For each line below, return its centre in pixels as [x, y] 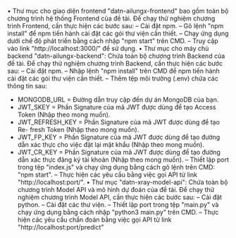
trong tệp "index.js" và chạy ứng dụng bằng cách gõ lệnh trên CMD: [116, 167]
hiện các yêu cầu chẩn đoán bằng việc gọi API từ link [94, 220]
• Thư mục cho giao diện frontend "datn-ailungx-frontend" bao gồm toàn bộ [118, 11]
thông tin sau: [27, 86]
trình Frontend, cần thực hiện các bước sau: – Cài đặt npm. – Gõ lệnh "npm [116, 26]
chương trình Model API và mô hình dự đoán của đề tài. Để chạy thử [116, 190]
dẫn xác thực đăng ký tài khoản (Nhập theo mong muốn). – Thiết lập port [123, 160]
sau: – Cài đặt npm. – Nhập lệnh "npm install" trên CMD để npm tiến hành [114, 71]
